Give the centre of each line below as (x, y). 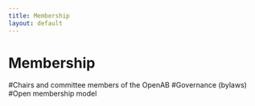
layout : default (35, 23)
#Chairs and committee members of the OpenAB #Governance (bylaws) (128, 85)
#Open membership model (53, 94)
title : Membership (39, 16)
